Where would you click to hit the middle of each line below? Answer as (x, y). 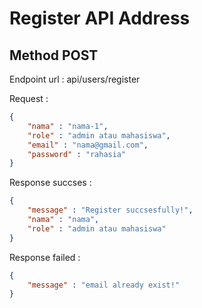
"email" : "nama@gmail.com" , (88, 145)
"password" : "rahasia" (77, 154)
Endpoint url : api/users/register (75, 79)
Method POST (54, 55)
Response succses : (50, 183)
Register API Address (100, 18)
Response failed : (45, 257)
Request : (29, 98)
